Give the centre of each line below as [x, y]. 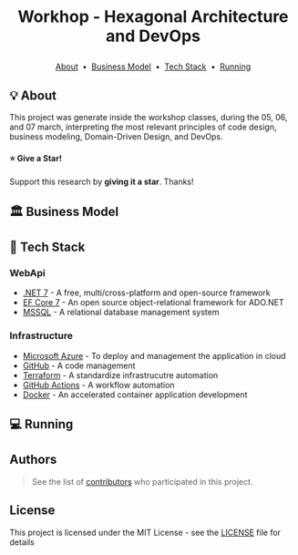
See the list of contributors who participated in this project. [142, 481]
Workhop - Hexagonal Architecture [153, 17]
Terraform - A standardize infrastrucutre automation [120, 375]
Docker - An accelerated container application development [135, 395]
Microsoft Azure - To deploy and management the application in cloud [154, 355]
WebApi [27, 272]
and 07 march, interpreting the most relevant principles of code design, [143, 127]
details [22, 542]
